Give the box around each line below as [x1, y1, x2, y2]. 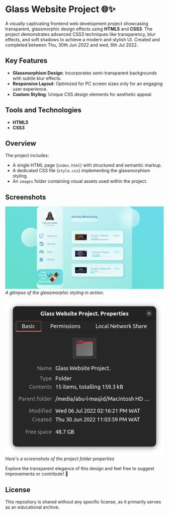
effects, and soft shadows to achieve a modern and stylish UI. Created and [5, 36, 160, 42]
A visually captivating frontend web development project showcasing [5, 20, 148, 26]
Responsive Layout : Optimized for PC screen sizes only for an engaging [12, 81, 163, 87]
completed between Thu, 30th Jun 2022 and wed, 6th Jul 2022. [5, 42, 138, 48]
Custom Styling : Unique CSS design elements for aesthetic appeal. [12, 91, 152, 97]
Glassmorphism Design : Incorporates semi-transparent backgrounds [12, 69, 157, 76]
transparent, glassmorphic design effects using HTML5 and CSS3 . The [5, 26, 152, 32]
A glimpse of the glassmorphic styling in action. [5, 289, 105, 296]
